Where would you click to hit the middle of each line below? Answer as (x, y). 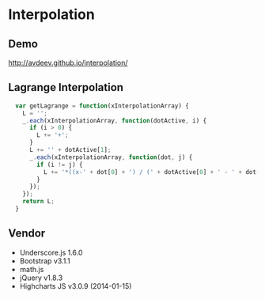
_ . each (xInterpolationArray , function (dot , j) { (111, 157)
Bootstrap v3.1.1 (45, 261)
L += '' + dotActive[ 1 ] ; (70, 150)
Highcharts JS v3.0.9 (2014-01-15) (76, 286)
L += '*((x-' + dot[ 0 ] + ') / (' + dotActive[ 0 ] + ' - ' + (143, 172)
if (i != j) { (60, 165)
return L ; (39, 202)
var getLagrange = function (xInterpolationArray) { (102, 106)
